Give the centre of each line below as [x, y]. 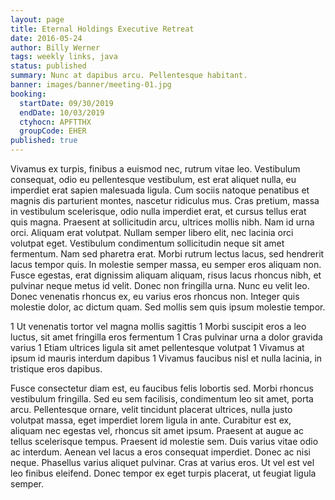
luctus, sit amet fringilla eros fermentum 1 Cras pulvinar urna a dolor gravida [166, 337]
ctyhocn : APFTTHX [55, 122]
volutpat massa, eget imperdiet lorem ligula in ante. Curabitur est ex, [151, 420]
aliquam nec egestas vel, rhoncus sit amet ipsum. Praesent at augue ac [157, 430]
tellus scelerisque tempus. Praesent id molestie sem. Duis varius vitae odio [164, 441]
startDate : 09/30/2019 [66, 103]
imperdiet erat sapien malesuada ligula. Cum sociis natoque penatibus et [160, 190]
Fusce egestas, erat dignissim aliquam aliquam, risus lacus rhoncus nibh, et [166, 275]
